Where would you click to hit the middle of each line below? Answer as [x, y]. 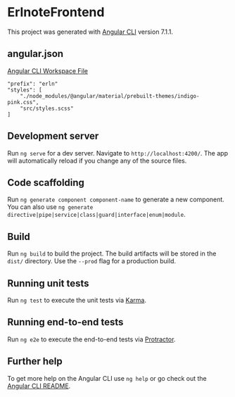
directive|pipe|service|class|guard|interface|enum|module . [96, 215]
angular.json [36, 54]
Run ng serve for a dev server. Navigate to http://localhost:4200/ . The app [118, 153]
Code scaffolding [46, 183]
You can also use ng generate [50, 207]
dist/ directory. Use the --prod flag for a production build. [91, 261]
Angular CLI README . [39, 386]
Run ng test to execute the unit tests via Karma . [77, 300]
